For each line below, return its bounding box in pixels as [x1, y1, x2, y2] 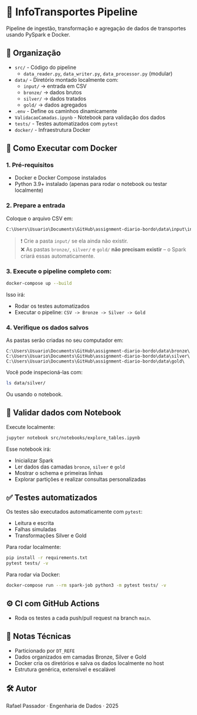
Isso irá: [6, 291, 25, 298]
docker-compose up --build [6, 280, 72, 286]
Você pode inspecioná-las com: [6, 369, 83, 376]
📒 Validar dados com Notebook [6, 408, 121, 418]
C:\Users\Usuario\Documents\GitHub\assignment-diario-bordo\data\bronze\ [6, 348, 191, 354]
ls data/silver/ [6, 380, 46, 386]
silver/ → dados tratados [23, 95, 87, 102]
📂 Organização [6, 48, 62, 58]
